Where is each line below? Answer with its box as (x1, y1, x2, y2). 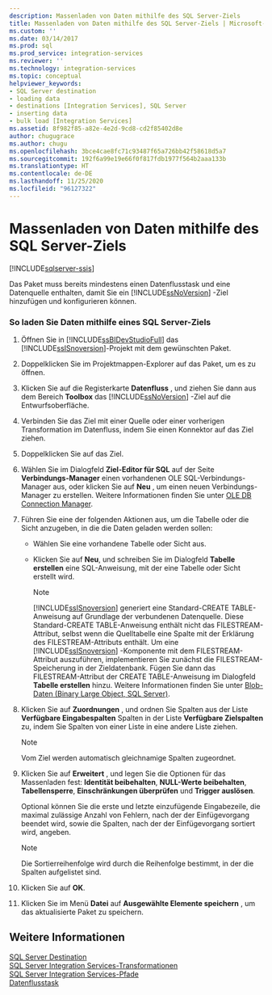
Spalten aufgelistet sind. (20, 866, 102, 877)
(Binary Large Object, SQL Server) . (54, 689, 170, 698)
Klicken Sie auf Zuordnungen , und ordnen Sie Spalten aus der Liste (20, 704, 249, 714)
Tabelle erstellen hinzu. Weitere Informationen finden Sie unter (32, 680, 244, 689)
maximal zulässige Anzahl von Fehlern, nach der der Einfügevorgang (20, 810, 249, 820)
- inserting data (9, 110, 68, 118)
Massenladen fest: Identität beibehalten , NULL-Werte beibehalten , (20, 777, 247, 786)
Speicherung (32, 663, 76, 672)
